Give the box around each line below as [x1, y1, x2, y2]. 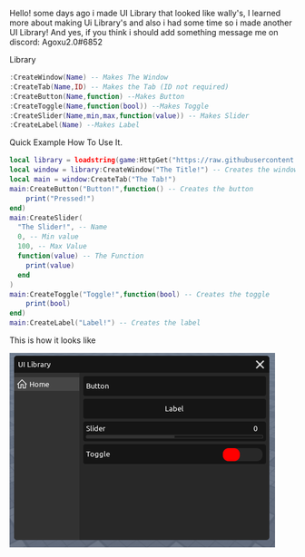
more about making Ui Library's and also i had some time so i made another [9, 17, 292, 28]
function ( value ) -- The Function [17, 251, 144, 260]
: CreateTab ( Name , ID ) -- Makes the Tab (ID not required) [9, 82, 230, 92]
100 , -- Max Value [17, 242, 88, 251]
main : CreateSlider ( [9, 213, 84, 222]
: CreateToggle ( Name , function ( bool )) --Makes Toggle [9, 102, 209, 111]
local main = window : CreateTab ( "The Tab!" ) [9, 175, 177, 184]
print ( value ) [25, 260, 75, 270]
